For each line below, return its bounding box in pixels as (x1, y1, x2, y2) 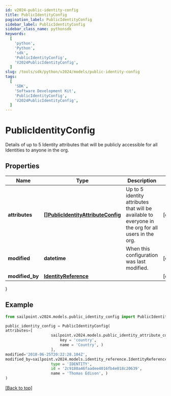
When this (126, 245, 150, 252)
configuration (126, 251, 158, 258)
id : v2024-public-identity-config (5, 7, 79, 13)
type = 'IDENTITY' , (50, 361, 93, 366)
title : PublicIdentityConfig (5, 12, 67, 17)
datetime (44, 254, 66, 261)
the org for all (126, 224, 158, 231)
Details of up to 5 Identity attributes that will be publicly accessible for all (5, 142, 158, 148)
